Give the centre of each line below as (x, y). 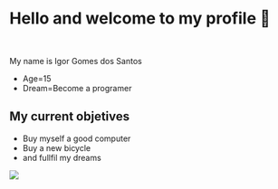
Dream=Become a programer (77, 88)
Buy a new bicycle (57, 147)
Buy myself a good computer (77, 138)
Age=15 (37, 78)
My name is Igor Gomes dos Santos (76, 61)
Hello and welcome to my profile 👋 (140, 19)
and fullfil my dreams (62, 157)
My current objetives (69, 117)
